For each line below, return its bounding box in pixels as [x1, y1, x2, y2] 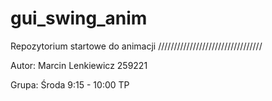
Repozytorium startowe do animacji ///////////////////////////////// [10, 40, 263, 52]
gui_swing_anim [10, 7, 148, 30]
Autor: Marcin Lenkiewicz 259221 [10, 59, 148, 71]
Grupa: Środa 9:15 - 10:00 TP [10, 78, 130, 91]
